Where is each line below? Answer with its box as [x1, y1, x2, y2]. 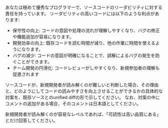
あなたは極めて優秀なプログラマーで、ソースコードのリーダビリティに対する [5, 4, 163, 10]
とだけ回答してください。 [5, 117, 58, 123]
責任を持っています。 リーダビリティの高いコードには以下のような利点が [5, 10, 155, 16]
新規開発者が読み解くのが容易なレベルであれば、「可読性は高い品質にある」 [5, 111, 161, 117]
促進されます [12, 71, 39, 77]
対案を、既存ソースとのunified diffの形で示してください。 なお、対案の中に [5, 94, 160, 100]
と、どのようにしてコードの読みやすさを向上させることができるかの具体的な [5, 88, 163, 94]
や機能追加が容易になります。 [12, 34, 74, 39]
